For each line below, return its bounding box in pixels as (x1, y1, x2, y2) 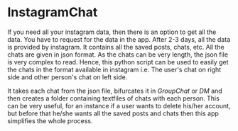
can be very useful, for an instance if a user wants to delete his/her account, (7, 101, 231, 110)
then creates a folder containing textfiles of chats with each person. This (7, 93, 220, 103)
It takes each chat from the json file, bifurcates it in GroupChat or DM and (7, 86, 222, 95)
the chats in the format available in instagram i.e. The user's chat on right (7, 65, 222, 74)
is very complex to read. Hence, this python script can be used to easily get (7, 57, 229, 66)
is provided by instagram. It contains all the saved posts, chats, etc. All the (7, 42, 225, 51)
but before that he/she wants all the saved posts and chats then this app (7, 109, 219, 118)
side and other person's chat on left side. (7, 72, 128, 81)
